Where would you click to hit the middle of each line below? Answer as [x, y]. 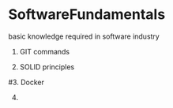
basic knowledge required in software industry [84, 36]
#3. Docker [26, 82]
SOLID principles [47, 67]
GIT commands [44, 51]
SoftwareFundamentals [87, 15]
